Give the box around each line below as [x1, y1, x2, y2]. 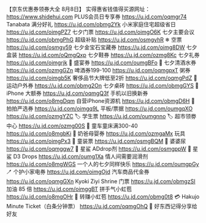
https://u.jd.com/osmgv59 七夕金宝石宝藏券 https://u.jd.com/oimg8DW [6, 43, 185, 51]
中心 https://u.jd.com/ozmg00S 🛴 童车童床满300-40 [6, 122, 138, 129]
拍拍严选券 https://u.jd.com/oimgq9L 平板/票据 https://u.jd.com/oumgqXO [6, 105, 193, 112]
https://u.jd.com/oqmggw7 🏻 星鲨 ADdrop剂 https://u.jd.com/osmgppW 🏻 [6, 145, 192, 152]
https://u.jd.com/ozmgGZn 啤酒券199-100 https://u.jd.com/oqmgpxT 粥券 [6, 67, 191, 74]
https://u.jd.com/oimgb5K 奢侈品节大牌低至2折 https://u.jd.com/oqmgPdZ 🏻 [6, 74, 197, 81]
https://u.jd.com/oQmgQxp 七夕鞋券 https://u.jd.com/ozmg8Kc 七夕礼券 [18, 51, 200, 58]
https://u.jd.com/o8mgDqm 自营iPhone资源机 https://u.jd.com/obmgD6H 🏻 [6, 97, 195, 104]
